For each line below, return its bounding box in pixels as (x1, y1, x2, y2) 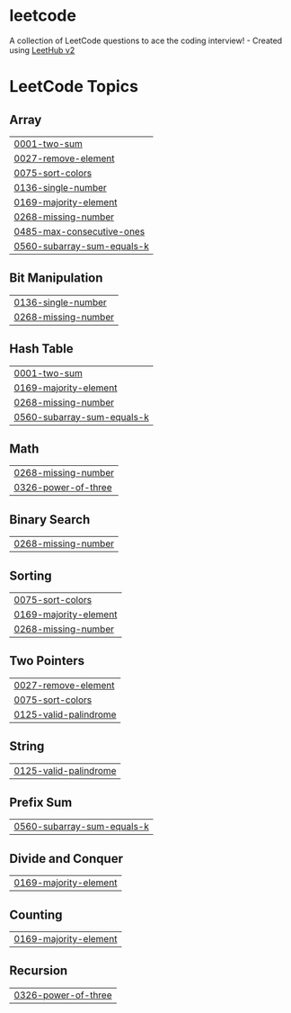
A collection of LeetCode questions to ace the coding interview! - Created (9, 35, 283, 46)
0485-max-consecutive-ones (13, 225, 145, 238)
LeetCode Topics (9, 76, 139, 97)
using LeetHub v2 (9, 44, 75, 55)
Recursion (9, 964, 68, 979)
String (9, 739, 45, 754)
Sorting (9, 568, 52, 583)
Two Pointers (9, 653, 85, 668)
